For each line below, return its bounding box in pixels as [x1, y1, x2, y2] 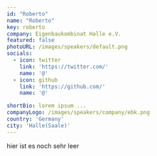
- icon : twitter [13, 57, 61, 64]
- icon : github [13, 76, 58, 84]
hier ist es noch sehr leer [6, 141, 80, 150]
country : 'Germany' [6, 116, 65, 123]
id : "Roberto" [6, 10, 49, 18]
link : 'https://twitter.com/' [19, 63, 109, 70]
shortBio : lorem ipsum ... [6, 102, 87, 110]
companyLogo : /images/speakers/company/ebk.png [6, 109, 151, 116]
